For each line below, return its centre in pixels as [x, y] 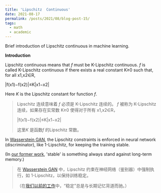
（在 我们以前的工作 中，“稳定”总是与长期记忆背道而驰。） [73, 186]
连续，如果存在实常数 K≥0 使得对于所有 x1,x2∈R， [67, 110]
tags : [10, 23]
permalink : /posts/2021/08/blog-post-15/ [48, 18]
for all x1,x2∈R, [20, 75]
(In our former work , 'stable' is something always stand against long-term [78, 154]
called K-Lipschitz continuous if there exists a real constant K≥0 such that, [79, 70]
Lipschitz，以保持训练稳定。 [63, 175]
